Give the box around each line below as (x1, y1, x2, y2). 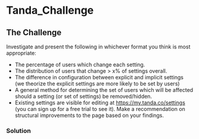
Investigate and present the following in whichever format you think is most (6, 43, 191, 50)
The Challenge (6, 27, 62, 38)
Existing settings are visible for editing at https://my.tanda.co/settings (14, 99, 186, 106)
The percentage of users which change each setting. (14, 61, 145, 68)
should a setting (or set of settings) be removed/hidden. (14, 93, 153, 100)
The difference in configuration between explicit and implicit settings (14, 74, 184, 81)
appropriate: (6, 50, 37, 57)
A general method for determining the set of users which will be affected (14, 87, 194, 93)
